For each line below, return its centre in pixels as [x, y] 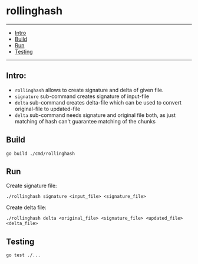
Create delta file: [26, 207]
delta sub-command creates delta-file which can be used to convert [98, 102]
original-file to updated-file [47, 109]
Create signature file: [32, 186]
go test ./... [24, 255]
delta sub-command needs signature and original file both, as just [95, 115]
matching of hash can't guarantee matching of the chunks [85, 121]
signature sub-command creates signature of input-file [82, 96]
